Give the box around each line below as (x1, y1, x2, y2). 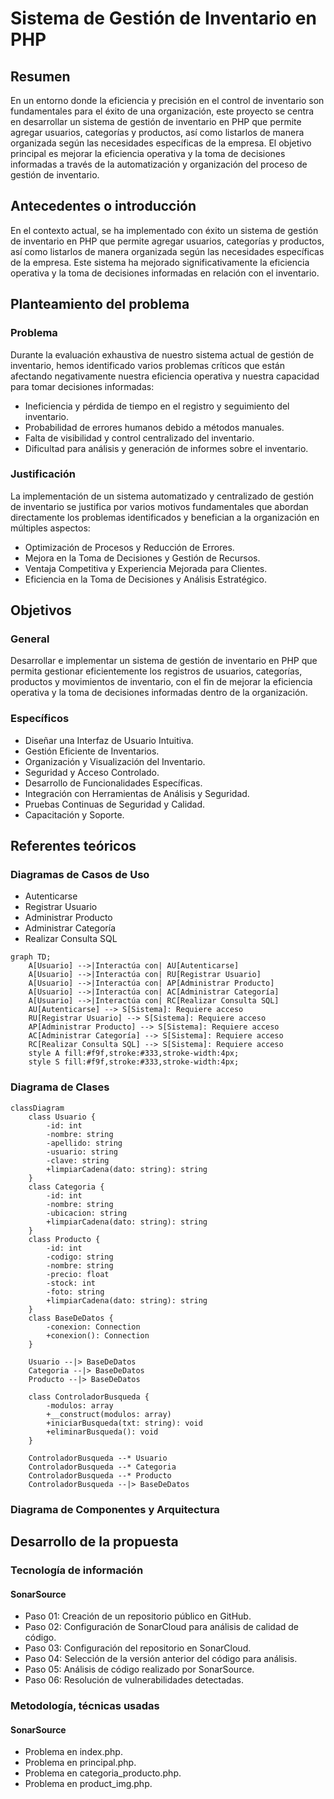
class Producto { (28, 1234, 101, 1244)
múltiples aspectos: (10, 522, 91, 534)
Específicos (10, 712, 70, 726)
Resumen (10, 68, 71, 85)
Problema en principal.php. (24, 1757, 137, 1769)
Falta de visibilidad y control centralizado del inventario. (24, 432, 255, 444)
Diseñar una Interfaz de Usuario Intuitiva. (24, 734, 194, 746)
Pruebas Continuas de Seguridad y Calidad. (24, 798, 206, 810)
